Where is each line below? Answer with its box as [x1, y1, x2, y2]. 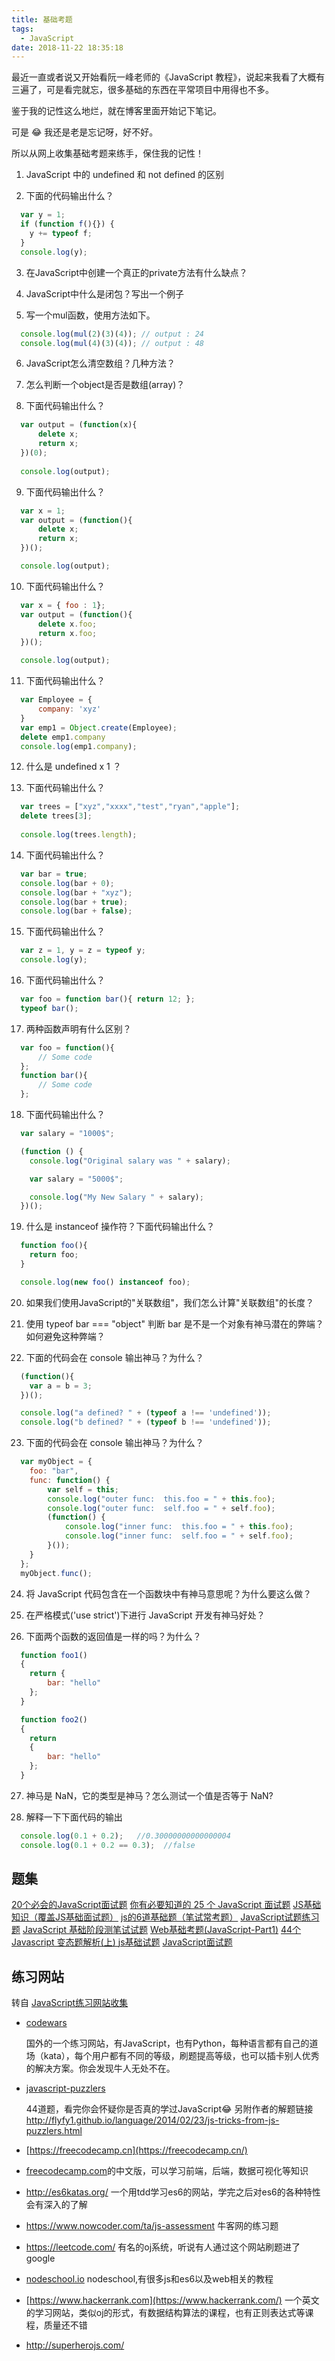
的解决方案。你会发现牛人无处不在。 [25, 2062, 176, 2075]
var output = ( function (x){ [20, 420, 138, 430]
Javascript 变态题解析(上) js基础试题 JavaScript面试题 [11, 1936, 233, 1948]
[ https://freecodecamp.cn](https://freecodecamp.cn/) [25, 2144, 248, 2156]
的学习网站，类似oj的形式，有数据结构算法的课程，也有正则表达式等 [25, 2307, 306, 2319]
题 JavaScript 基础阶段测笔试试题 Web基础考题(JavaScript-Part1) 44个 [11, 1924, 302, 1936]
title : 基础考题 [11, 14, 73, 25]
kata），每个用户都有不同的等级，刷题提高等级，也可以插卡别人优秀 [43, 2050, 320, 2062]
